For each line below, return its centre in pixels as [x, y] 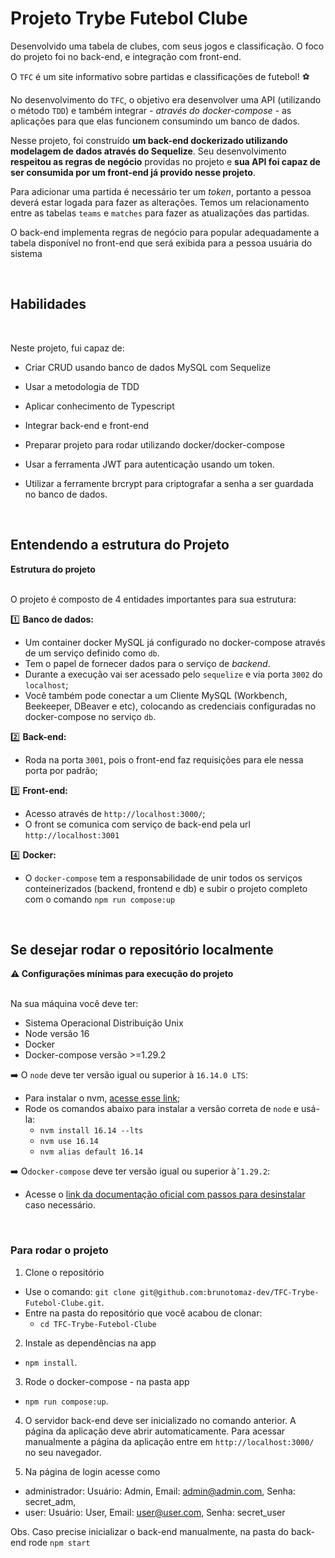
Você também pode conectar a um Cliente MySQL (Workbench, [156, 695]
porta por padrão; [61, 770]
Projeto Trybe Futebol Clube [129, 18]
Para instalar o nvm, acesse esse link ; [102, 1098]
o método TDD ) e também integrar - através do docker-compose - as [151, 110]
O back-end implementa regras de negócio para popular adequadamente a [165, 232]
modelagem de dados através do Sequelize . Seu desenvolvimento [148, 151]
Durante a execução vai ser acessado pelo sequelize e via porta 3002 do [173, 674]
